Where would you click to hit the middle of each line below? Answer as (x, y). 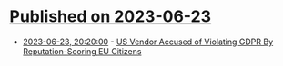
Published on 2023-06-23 (111, 17)
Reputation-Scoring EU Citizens (82, 51)
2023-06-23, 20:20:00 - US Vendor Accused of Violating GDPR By (148, 42)
